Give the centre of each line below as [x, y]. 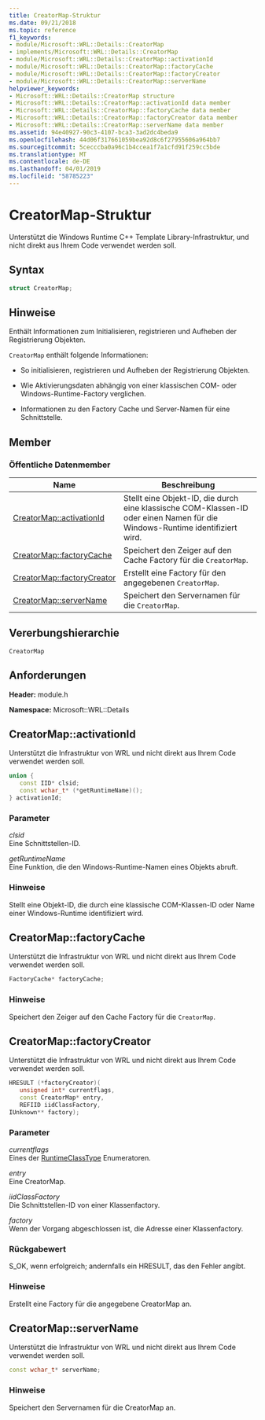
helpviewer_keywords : [44, 88]
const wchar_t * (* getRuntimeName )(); [81, 791]
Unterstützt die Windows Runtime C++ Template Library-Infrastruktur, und [129, 237]
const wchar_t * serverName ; [55, 1370]
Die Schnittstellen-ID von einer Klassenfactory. [85, 1205]
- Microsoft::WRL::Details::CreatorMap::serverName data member [116, 125]
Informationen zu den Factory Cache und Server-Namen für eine [125, 409]
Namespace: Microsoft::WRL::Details [69, 709]
